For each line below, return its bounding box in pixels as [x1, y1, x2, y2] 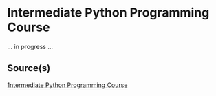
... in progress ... [7, 42, 54, 50]
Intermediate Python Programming [7, 5, 210, 21]
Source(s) [7, 62, 51, 74]
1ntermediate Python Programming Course [7, 81, 128, 89]
